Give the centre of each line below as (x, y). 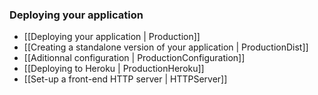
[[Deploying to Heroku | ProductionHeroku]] (114, 69)
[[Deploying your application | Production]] (112, 37)
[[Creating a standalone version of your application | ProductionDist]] (166, 47)
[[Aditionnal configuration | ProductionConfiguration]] (134, 58)
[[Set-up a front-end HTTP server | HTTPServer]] (125, 79)
